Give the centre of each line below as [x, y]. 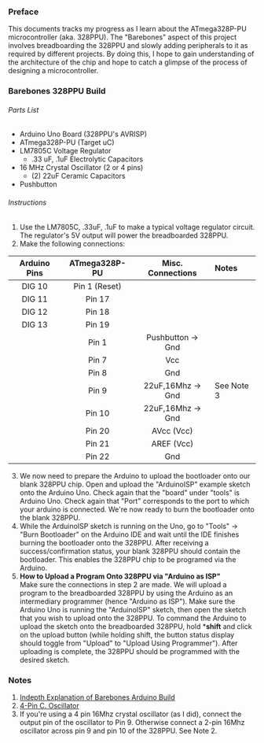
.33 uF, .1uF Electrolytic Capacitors [87, 159]
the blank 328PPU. [50, 517]
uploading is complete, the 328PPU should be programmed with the [129, 651]
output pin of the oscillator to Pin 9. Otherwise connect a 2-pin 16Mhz [132, 722]
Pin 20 [97, 431]
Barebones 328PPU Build [57, 91]
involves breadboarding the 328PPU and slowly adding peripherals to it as [128, 46]
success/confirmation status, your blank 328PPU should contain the [130, 551]
